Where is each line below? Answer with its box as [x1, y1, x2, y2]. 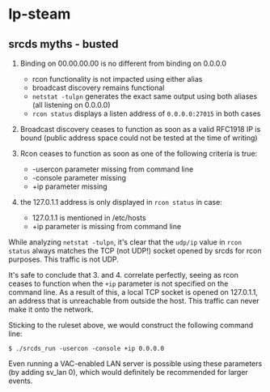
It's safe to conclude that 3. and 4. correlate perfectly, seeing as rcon [8, 271, 238, 279]
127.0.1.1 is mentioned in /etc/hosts [32, 213, 147, 223]
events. [8, 376, 33, 386]
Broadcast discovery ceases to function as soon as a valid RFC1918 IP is [19, 125, 261, 134]
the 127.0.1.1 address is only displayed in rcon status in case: [19, 198, 222, 207]
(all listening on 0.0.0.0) [32, 100, 111, 109]
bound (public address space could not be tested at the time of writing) [19, 133, 258, 143]
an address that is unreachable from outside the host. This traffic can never [8, 296, 260, 305]
